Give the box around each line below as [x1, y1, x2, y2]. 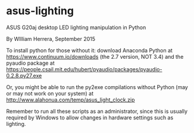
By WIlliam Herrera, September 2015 [6, 35, 96, 42]
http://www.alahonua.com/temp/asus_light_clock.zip [6, 96, 135, 103]
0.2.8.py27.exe [6, 72, 42, 79]
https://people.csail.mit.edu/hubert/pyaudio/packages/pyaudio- [6, 65, 162, 72]
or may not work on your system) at [6, 90, 94, 97]
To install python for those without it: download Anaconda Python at [6, 46, 173, 54]
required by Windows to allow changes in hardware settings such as [6, 114, 174, 121]
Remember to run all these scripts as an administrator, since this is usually [6, 107, 188, 115]
